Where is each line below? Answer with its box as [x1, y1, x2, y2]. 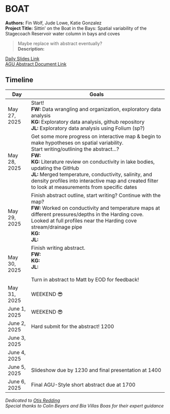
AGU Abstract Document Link [5, 61, 67, 67]
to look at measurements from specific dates [31, 183, 138, 191]
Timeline [5, 76, 34, 84]
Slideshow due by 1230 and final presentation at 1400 [31, 366, 161, 373]
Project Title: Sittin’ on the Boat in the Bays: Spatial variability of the [5, 25, 147, 31]
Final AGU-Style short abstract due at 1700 [31, 381, 136, 388]
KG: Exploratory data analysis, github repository [31, 118, 145, 125]
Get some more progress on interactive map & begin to [31, 133, 161, 140]
